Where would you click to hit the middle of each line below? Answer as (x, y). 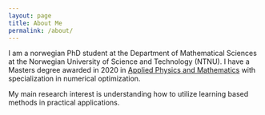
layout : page (30, 16)
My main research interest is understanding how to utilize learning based (128, 94)
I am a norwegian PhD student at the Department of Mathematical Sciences (133, 54)
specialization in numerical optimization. (74, 79)
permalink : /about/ (41, 30)
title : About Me (35, 23)
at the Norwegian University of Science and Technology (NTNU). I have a (129, 61)
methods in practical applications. (64, 103)
